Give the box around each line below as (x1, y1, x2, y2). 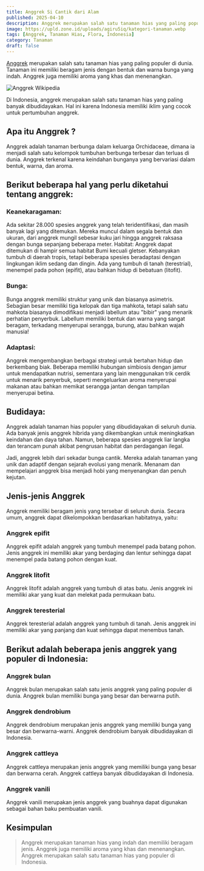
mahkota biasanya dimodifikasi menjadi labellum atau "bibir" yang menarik (6, 308, 193, 316)
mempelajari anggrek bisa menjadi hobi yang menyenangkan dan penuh (6, 467, 187, 474)
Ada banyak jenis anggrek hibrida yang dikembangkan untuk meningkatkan (6, 429, 195, 437)
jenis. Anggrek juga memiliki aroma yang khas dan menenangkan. (21, 845, 186, 852)
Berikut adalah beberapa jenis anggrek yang (6, 644, 177, 654)
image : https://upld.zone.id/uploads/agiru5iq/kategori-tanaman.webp (6, 26, 186, 32)
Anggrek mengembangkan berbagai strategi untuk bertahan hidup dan (6, 356, 183, 364)
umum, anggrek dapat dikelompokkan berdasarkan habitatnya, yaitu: (6, 513, 178, 521)
